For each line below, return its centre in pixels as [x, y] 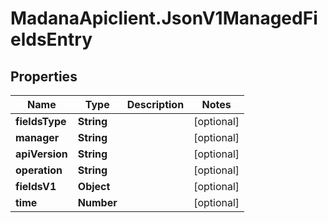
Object [94, 186]
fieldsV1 [36, 186]
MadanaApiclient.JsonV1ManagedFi [164, 18]
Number [97, 202]
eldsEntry [51, 39]
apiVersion [41, 154]
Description [155, 104]
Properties [44, 76]
